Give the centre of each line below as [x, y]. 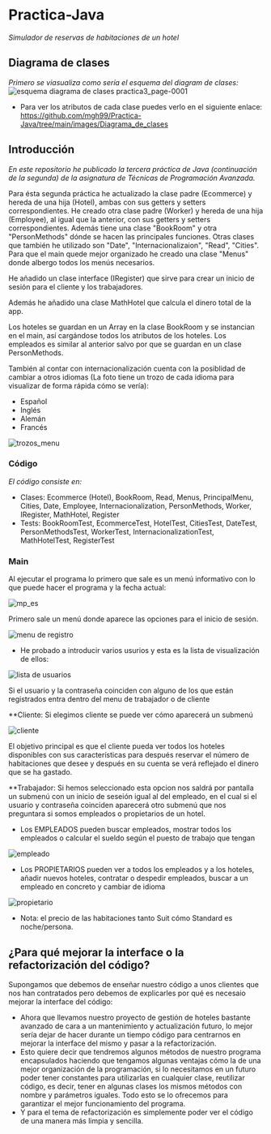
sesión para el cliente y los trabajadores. [76, 286]
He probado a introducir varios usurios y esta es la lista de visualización [140, 651]
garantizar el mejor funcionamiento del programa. [103, 1103]
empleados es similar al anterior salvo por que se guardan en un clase [125, 344]
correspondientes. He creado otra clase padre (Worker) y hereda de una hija [136, 210]
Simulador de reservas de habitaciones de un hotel [94, 37]
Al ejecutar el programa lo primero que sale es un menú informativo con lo [132, 579]
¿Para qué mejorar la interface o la [96, 952]
